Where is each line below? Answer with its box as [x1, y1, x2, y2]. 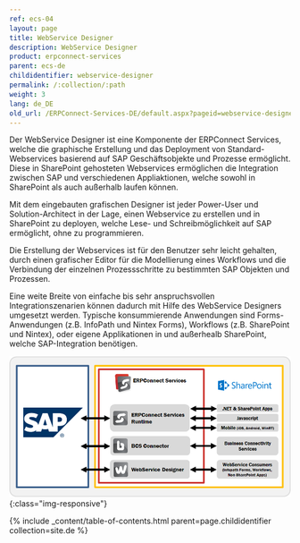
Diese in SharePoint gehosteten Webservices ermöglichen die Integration [9, 163, 279, 174]
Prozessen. [9, 274, 51, 284]
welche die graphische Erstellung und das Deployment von [9, 144, 226, 155]
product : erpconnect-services [9, 52, 122, 62]
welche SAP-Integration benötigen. [9, 338, 138, 349]
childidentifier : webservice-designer [9, 72, 154, 81]
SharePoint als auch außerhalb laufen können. [9, 182, 179, 192]
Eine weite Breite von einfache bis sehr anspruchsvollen [9, 291, 215, 301]
